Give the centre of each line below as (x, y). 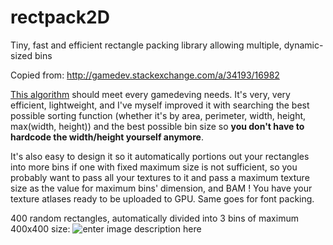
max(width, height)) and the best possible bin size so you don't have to (157, 126)
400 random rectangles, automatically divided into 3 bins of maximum (154, 218)
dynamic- (303, 45)
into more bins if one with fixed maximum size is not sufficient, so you (154, 167)
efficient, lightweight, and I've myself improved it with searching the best (160, 105)
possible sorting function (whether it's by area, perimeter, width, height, (158, 115)
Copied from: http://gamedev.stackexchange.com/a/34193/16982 (145, 75)
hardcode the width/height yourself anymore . (107, 137)
